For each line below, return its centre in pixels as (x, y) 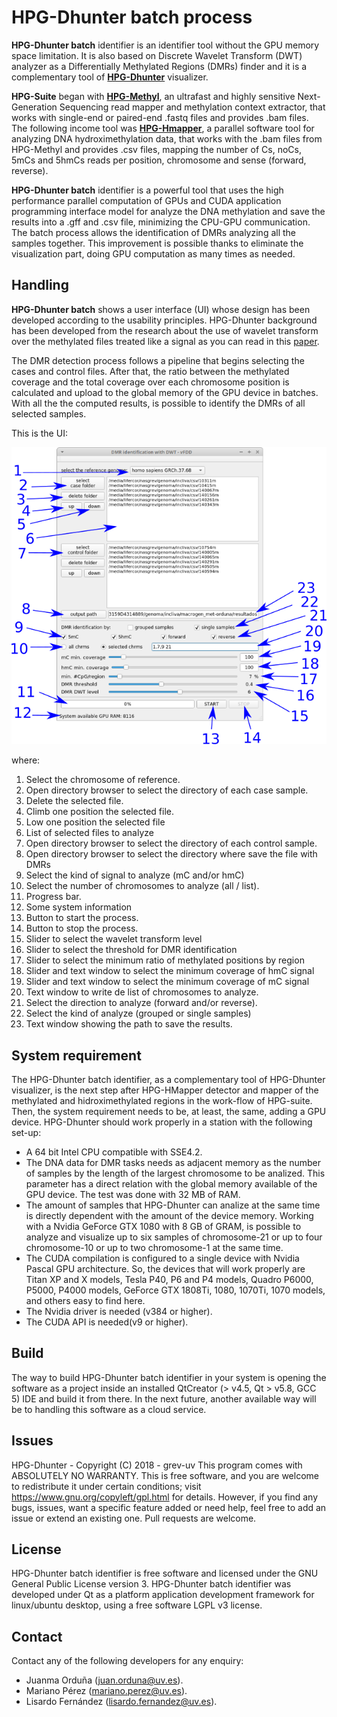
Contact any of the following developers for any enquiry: (127, 1661)
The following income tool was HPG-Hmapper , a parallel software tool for (163, 128)
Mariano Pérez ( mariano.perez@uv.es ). (106, 1691)
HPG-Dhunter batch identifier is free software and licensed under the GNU (165, 1573)
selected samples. (49, 413)
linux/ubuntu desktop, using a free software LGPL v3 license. (137, 1605)
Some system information (79, 907)
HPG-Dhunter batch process (132, 17)
